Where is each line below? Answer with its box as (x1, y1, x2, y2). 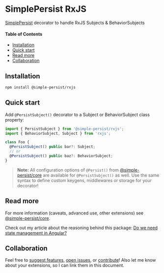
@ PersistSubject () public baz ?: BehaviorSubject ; (9, 153, 113, 158)
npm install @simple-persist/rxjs (5, 85, 76, 90)
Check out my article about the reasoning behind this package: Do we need (5, 225, 158, 231)
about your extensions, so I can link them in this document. (5, 262, 124, 269)
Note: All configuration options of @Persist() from (17, 167, 119, 173)
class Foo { (5, 140, 29, 145)
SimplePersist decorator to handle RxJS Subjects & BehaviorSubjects (5, 20, 145, 26)
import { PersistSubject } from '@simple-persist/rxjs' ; (5, 126, 124, 131)
